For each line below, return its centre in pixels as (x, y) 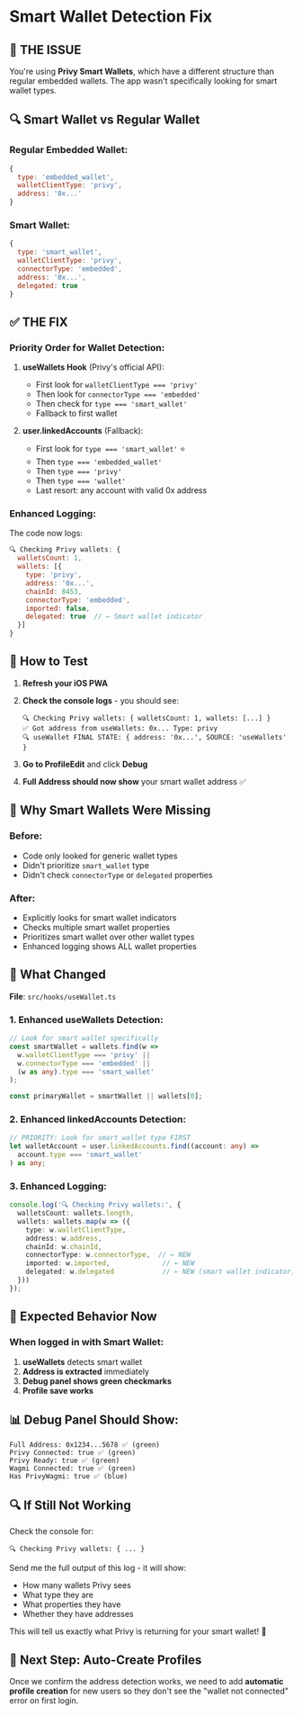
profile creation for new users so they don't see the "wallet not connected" (149, 1691)
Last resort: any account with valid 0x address (121, 490)
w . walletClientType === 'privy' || (84, 1055)
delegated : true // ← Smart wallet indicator (114, 617)
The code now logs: (46, 534)
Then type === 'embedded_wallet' (99, 462)
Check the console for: (52, 1531)
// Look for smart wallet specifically (84, 1038)
